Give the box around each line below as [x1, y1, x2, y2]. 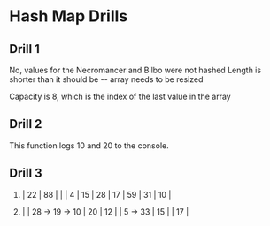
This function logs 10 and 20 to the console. [9, 139, 170, 151]
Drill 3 [9, 166, 42, 181]
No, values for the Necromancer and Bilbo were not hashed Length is [9, 64, 262, 75]
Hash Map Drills [9, 6, 128, 26]
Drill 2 [9, 117, 42, 132]
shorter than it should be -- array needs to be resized [9, 74, 204, 85]
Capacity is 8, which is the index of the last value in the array [9, 91, 232, 102]
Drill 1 [9, 41, 40, 56]
